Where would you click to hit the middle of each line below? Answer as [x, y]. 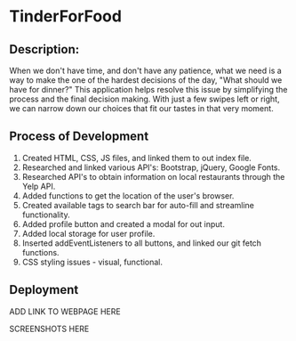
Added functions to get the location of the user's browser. [128, 195]
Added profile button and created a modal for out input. [123, 223]
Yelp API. [39, 186]
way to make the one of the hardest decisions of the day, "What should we [146, 80]
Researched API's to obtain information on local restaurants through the [153, 176]
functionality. [46, 215]
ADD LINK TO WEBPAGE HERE [65, 311]
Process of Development [79, 137]
